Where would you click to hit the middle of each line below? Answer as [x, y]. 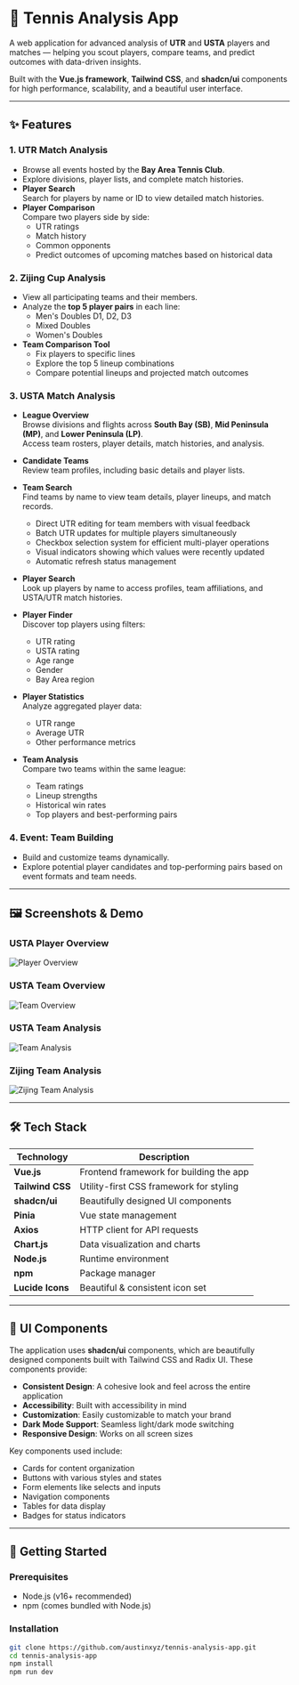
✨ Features [40, 125]
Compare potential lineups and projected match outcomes [142, 372]
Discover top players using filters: [84, 624]
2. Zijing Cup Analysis [58, 278]
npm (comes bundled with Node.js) [86, 1606]
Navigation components [66, 1496]
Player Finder [47, 615]
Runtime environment [124, 1259]
